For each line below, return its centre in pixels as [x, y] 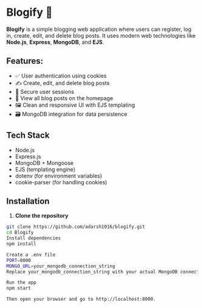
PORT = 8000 [19, 260]
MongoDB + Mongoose [44, 162]
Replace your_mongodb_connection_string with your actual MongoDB [92, 272]
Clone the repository [42, 216]
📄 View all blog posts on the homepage [64, 98]
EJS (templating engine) [45, 169]
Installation [28, 201]
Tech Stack [28, 136]
